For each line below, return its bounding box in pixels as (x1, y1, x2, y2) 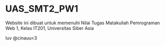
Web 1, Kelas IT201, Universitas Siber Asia (5, 25, 94, 31)
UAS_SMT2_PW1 (5, 3, 79, 15)
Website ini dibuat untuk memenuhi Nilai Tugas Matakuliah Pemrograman (5, 20, 160, 26)
